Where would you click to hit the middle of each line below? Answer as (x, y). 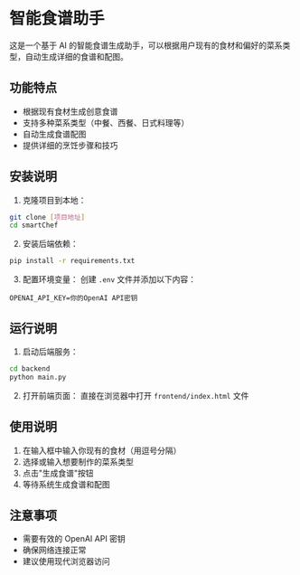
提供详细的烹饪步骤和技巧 (70, 145)
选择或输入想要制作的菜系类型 (78, 461)
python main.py (38, 377)
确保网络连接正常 (54, 550)
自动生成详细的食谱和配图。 (76, 56)
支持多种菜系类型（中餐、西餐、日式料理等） (106, 122)
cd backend (30, 369)
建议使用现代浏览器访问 (66, 561)
